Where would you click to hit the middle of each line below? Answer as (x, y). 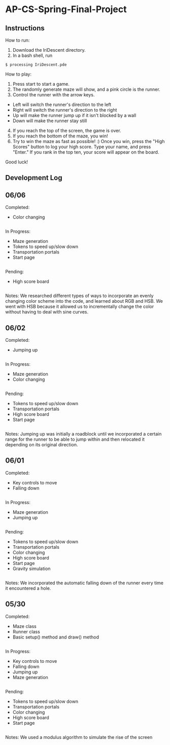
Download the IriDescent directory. (49, 50)
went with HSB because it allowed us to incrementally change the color (79, 307)
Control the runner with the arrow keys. (54, 95)
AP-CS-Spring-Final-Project (66, 9)
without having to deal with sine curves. (47, 312)
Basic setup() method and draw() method (56, 637)
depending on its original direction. (42, 445)
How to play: (19, 74)
